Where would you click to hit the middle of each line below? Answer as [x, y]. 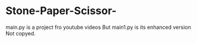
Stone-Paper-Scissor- [61, 11]
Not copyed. [21, 33]
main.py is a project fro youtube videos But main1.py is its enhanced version [98, 27]
